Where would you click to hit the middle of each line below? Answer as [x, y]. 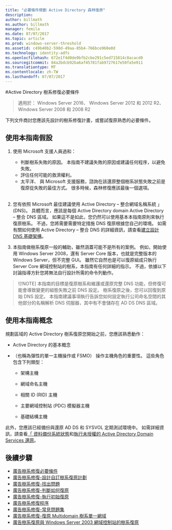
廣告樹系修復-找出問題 [36, 484]
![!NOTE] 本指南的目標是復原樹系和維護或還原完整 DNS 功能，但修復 [90, 283]
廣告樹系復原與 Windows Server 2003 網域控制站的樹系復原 [76, 522]
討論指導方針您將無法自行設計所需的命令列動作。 [64, 273]
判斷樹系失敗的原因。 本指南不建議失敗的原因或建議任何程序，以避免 [93, 162]
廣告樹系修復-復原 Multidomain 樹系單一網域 [59, 516]
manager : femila [23, 29]
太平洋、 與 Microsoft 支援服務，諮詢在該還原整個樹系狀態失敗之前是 [93, 181]
